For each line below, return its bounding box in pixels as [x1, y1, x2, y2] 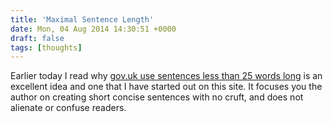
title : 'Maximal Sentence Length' [10, 14, 155, 25]
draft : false [10, 33, 65, 43]
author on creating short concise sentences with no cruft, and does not [10, 91, 304, 103]
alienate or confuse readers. [10, 102, 127, 114]
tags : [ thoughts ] [10, 42, 83, 53]
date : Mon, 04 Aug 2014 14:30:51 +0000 [10, 24, 177, 34]
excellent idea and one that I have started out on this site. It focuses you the [10, 81, 323, 93]
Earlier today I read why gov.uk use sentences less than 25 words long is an [10, 70, 323, 82]
